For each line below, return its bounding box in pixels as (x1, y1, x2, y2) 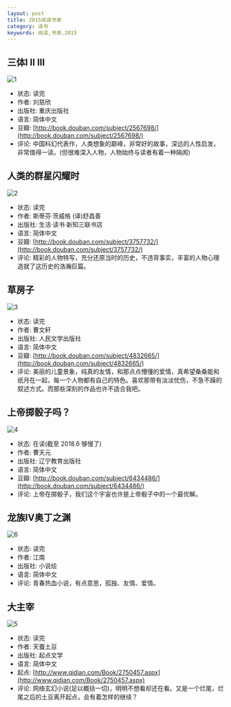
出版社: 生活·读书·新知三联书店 (16, 220, 103, 228)
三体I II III (7, 56, 45, 68)
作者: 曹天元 (16, 448, 52, 456)
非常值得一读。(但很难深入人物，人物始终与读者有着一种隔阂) (16, 149, 191, 157)
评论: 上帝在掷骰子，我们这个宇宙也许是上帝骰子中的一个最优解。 (16, 490, 201, 498)
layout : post (7, 10, 45, 17)
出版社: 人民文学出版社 (16, 334, 81, 342)
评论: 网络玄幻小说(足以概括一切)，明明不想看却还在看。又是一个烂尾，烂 (16, 684, 224, 693)
